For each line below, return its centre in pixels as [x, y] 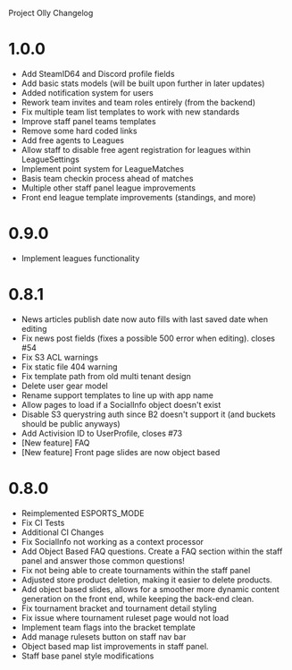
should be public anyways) [71, 423]
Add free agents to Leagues [72, 140]
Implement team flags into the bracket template [108, 627]
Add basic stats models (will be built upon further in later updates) [143, 83]
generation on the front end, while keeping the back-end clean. [138, 598]
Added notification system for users [87, 92]
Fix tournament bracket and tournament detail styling [119, 608]
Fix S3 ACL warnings [60, 357]
